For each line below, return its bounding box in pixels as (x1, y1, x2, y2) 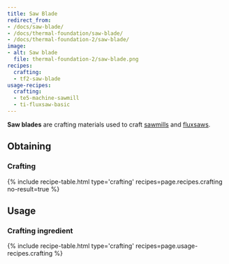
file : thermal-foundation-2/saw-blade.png (13, 56, 139, 63)
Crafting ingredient (7, 226, 73, 235)
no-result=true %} (7, 184, 60, 193)
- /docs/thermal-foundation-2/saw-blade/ (7, 36, 130, 43)
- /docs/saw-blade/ (7, 23, 64, 30)
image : (7, 43, 27, 50)
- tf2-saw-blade (13, 75, 61, 82)
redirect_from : (7, 17, 52, 24)
